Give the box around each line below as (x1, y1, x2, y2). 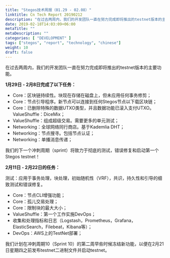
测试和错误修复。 (9, 181, 46, 187)
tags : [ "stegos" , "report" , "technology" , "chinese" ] (5, 40, 121, 46)
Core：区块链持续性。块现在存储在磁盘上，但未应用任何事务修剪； (12, 92, 152, 98)
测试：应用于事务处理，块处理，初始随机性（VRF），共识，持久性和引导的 (5, 175, 158, 181)
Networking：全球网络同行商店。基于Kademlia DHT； (12, 123, 125, 130)
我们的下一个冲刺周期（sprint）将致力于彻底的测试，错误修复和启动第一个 (5, 147, 159, 153)
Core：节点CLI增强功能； (12, 192, 66, 198)
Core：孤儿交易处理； (12, 198, 59, 204)
